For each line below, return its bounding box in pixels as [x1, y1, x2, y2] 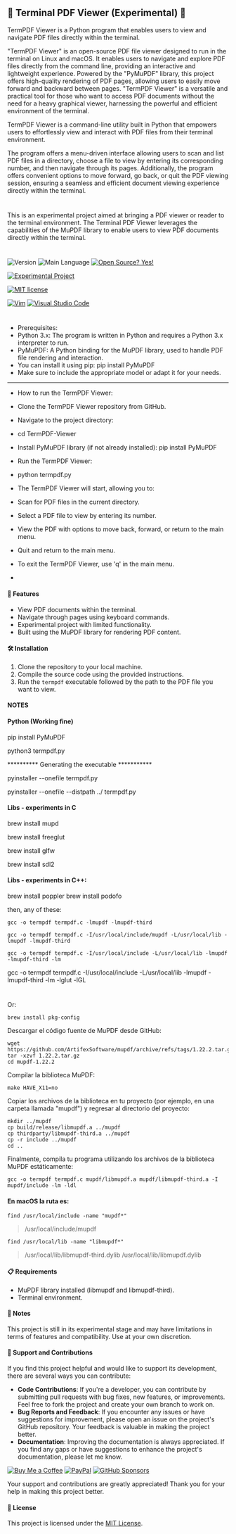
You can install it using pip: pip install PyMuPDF [17, 361, 155, 369]
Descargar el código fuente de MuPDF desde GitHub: [7, 1027, 162, 1035]
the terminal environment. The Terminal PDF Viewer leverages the [7, 219, 198, 227]
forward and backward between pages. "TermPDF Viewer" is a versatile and [7, 84, 228, 92]
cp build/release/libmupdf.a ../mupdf [7, 1124, 121, 1132]
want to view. [17, 685, 56, 693]
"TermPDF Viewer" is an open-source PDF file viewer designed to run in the [7, 46, 227, 55]
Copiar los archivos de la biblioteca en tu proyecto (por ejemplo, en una [7, 1097, 214, 1105]
